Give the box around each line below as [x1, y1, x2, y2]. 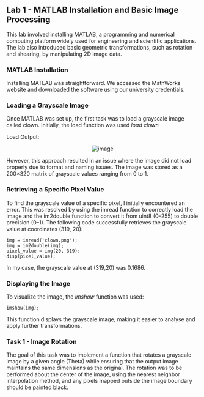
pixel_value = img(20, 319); [6, 248, 81, 254]
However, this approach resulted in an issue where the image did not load [6, 157, 191, 165]
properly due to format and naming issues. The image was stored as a [6, 163, 183, 171]
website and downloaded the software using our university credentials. [6, 86, 185, 94]
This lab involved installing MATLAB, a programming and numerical [6, 31, 175, 38]
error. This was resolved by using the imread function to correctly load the [6, 206, 194, 213]
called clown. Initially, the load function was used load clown [6, 122, 159, 129]
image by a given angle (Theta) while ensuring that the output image [6, 358, 178, 365]
